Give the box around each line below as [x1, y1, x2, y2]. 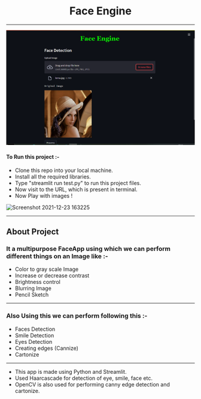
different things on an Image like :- [6, 252, 109, 260]
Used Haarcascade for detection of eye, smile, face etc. [14, 374, 153, 382]
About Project [6, 226, 59, 237]
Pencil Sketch [14, 291, 49, 298]
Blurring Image [14, 285, 52, 292]
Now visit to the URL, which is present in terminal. [14, 186, 138, 193]
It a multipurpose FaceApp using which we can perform [6, 244, 171, 253]
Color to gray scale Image [14, 265, 79, 273]
